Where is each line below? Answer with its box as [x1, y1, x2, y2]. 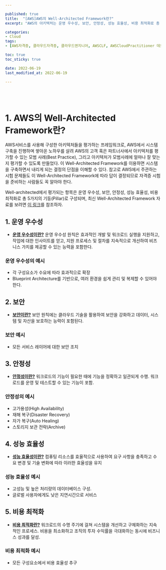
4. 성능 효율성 [5, 440, 44, 448]
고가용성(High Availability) [12, 405, 64, 411]
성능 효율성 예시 [5, 473, 41, 480]
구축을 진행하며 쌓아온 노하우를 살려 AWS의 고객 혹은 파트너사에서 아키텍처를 [5, 148, 154, 154]
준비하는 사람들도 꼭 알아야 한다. [10, 179, 73, 185]
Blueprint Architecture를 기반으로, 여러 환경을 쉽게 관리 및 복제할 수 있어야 [12, 276, 157, 282]
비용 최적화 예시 [5, 547, 41, 554]
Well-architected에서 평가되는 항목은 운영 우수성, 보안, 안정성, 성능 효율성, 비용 [5, 190, 159, 195]
